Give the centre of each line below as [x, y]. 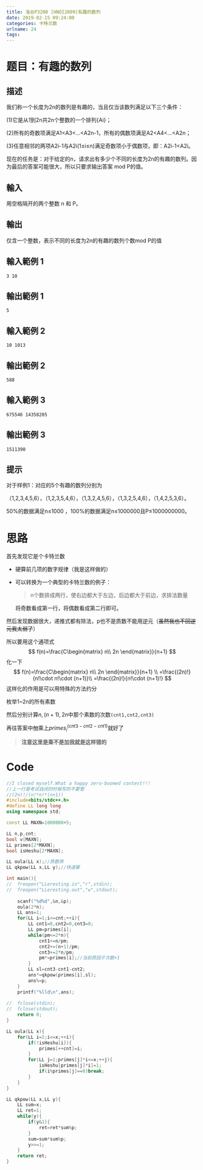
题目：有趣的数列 [49, 67]
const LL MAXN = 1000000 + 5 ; [39, 823]
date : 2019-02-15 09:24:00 [40, 18]
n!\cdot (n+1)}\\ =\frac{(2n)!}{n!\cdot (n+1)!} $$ [113, 678]
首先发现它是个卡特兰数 [36, 556]
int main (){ [21, 879]
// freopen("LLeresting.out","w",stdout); [62, 890]
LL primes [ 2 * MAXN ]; [31, 845]
